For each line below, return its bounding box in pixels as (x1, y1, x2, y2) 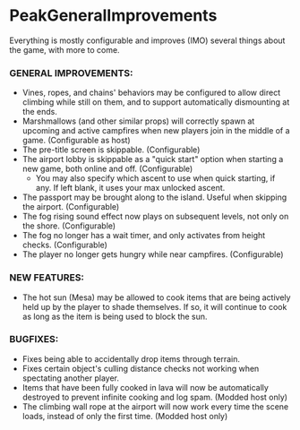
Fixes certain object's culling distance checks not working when (21, 363, 260, 374)
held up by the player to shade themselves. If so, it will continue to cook (21, 301, 287, 312)
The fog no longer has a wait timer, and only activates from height (21, 230, 266, 241)
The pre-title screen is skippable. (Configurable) (21, 144, 201, 155)
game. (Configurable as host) (21, 135, 132, 146)
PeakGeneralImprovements (9, 5, 218, 26)
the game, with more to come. (9, 44, 120, 55)
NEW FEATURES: (9, 271, 85, 284)
